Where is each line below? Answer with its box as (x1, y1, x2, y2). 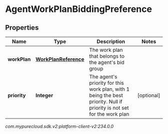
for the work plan (89, 111, 129, 118)
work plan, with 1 (89, 86, 130, 93)
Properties (5, 23, 39, 32)
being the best (89, 92, 123, 99)
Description (96, 38, 125, 45)
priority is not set (89, 105, 129, 111)
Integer (35, 92, 53, 99)
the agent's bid (89, 59, 124, 66)
